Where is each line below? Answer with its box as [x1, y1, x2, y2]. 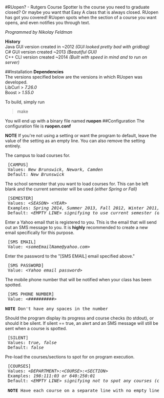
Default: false [7, 345, 44, 350]
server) [5, 60, 20, 65]
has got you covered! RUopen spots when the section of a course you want [5, 15, 157, 20]
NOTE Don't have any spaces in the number [5, 306, 108, 312]
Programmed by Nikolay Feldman [5, 29, 73, 35]
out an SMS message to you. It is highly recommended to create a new [5, 225, 148, 230]
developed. [5, 79, 28, 85]
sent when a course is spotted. [5, 326, 67, 331]
